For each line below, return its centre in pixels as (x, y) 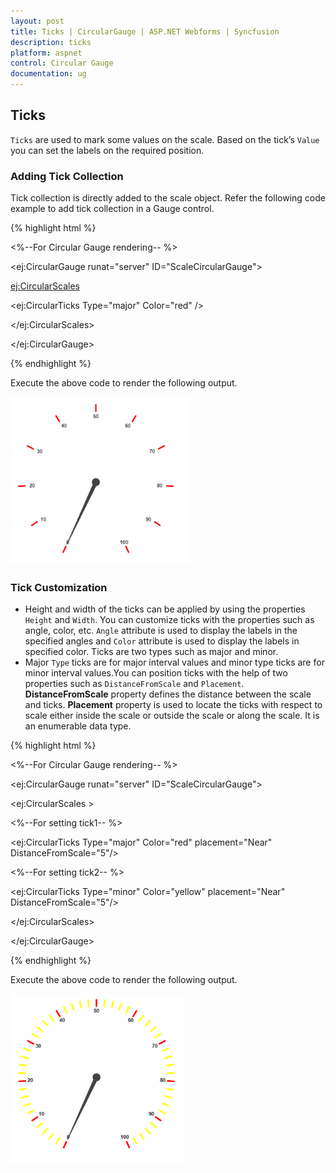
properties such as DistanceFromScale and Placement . (134, 684)
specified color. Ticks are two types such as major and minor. (151, 652)
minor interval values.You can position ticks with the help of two (156, 673)
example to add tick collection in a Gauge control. (112, 209)
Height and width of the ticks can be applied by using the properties (165, 609)
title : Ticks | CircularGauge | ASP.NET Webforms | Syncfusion (145, 31)
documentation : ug (48, 74)
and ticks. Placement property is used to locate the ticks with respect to (173, 705)
